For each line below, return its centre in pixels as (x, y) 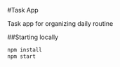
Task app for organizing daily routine (60, 23)
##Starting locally (33, 37)
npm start (22, 56)
